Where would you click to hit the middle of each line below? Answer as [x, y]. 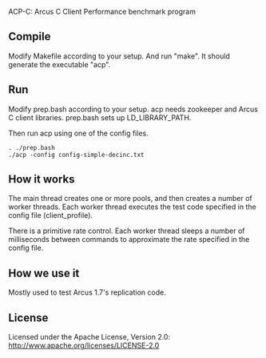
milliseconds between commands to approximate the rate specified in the [129, 239]
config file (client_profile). [51, 215]
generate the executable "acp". [60, 64]
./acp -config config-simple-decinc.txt [77, 155]
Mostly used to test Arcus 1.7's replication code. [87, 292]
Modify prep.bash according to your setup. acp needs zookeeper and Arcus [133, 109]
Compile [30, 36]
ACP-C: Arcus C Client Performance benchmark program [102, 12]
